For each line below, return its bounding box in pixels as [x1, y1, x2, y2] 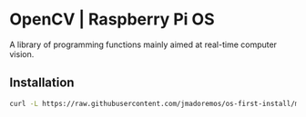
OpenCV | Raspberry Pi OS [9, 9, 215, 30]
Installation [9, 75, 75, 91]
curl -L [9, 99, 39, 108]
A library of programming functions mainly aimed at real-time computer [9, 39, 278, 50]
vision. [9, 48, 35, 59]
